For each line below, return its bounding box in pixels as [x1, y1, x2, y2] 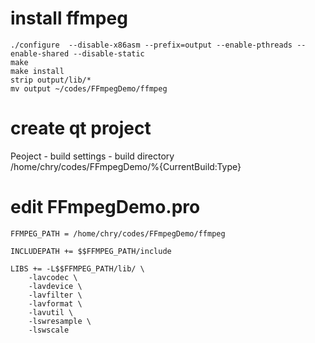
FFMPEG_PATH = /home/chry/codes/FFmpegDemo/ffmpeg [10, 228, 226, 239]
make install [10, 66, 65, 76]
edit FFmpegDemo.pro [10, 196, 201, 219]
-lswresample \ [28, 316, 92, 326]
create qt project [10, 117, 152, 140]
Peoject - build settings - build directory [10, 150, 175, 162]
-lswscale [28, 325, 70, 335]
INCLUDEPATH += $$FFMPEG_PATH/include [10, 246, 172, 256]
